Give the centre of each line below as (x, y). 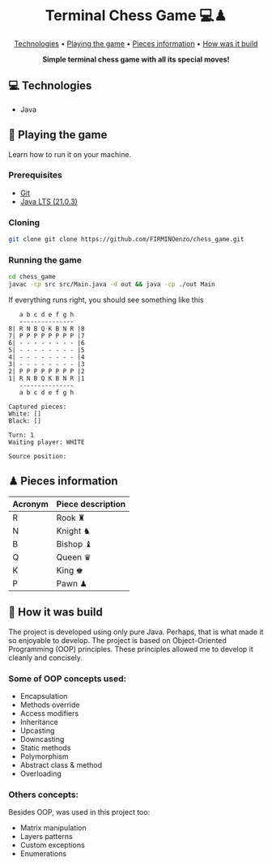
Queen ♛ (74, 557)
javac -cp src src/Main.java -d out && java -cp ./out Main (112, 284)
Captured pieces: (38, 407)
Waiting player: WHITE (47, 442)
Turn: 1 (21, 435)
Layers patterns (46, 837)
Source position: (38, 457)
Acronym (30, 504)
